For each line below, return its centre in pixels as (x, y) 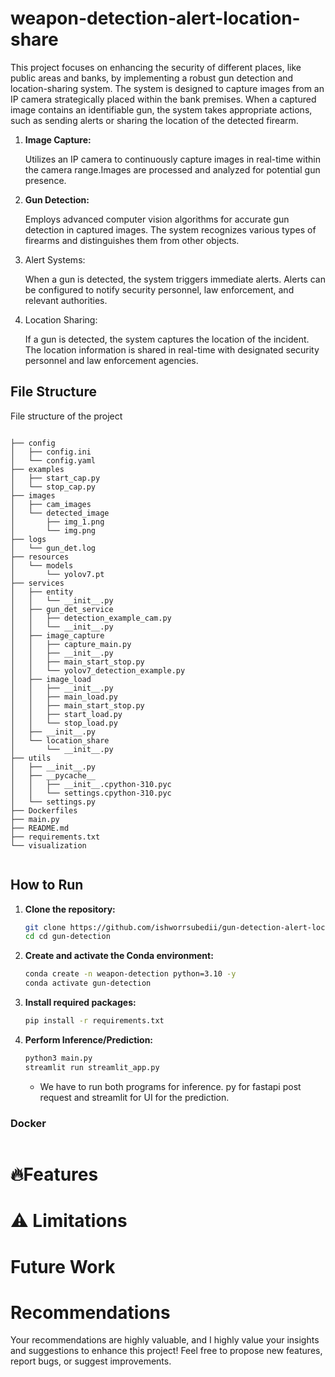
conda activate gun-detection (88, 983)
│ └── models (42, 565)
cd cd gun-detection (67, 937)
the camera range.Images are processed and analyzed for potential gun (172, 169)
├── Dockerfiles (44, 810)
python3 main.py (58, 1058)
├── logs (28, 539)
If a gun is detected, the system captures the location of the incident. (167, 339)
